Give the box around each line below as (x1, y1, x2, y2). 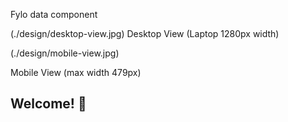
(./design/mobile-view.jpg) (10, 47, 120, 59)
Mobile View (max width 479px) (10, 67, 142, 78)
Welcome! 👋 (10, 95, 87, 113)
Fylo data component (10, 9, 98, 20)
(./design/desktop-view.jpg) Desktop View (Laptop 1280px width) (10, 28, 280, 39)
